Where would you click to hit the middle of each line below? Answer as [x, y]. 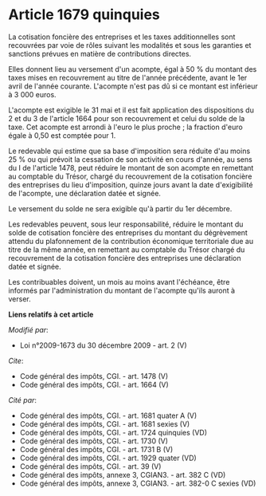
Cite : [16, 360]
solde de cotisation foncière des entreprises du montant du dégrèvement [128, 232]
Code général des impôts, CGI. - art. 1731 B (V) [96, 449]
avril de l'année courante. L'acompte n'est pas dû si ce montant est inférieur [133, 86]
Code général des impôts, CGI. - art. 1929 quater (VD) [108, 458]
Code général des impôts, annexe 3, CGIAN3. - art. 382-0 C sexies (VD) [138, 483]
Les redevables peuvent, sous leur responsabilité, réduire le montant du [126, 224]
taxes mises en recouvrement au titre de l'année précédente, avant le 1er [128, 77]
